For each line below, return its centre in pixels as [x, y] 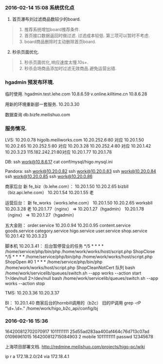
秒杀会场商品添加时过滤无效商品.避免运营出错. [70, 69]
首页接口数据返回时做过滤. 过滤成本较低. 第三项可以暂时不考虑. [87, 36]
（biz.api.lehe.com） [26, 192]
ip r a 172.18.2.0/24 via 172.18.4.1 [37, 357]
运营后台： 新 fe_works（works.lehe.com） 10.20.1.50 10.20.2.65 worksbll [79, 202]
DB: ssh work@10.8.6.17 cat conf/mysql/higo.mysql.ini [59, 162]
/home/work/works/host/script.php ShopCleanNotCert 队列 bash [70, 267]
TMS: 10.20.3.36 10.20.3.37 [32, 292]
